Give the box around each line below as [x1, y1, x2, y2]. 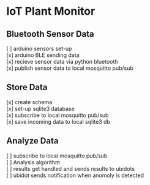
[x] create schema [6, 98, 53, 105]
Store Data [6, 82, 48, 92]
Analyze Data [6, 136, 59, 146]
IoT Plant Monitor [6, 4, 96, 18]
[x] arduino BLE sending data [6, 51, 80, 59]
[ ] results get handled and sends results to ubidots [6, 165, 135, 172]
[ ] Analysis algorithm [6, 158, 60, 166]
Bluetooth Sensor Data [6, 29, 95, 39]
